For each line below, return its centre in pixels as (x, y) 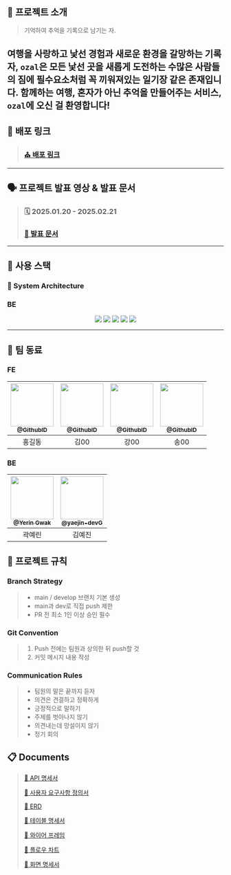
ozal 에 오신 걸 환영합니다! (58, 106)
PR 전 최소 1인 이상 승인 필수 (72, 614)
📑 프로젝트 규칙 (37, 562)
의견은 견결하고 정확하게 (67, 700)
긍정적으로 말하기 (57, 709)
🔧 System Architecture (46, 285)
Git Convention (33, 633)
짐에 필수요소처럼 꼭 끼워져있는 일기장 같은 (102, 80)
